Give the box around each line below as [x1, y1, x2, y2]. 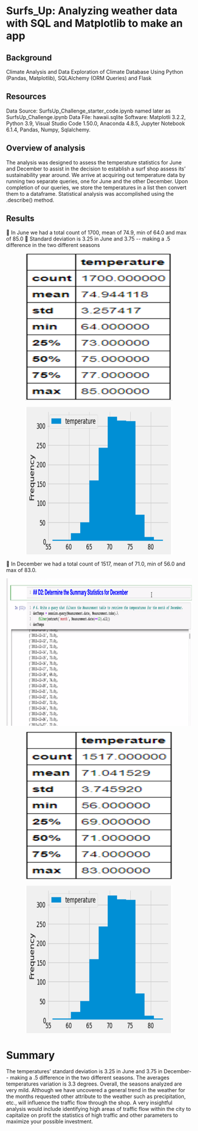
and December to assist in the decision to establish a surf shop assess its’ [6, 165, 186, 172]
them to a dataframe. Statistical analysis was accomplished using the [6, 190, 174, 197]
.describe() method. [6, 196, 55, 203]
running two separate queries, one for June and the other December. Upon [6, 177, 189, 185]
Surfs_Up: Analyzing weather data [6, 4, 178, 18]
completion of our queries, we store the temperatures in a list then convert [6, 184, 187, 191]
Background [6, 52, 52, 63]
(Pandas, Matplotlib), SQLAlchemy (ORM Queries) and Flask [6, 75, 152, 81]
